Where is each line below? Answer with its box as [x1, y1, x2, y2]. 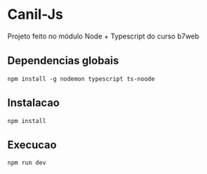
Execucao [7, 138, 57, 151]
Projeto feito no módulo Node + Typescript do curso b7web [7, 31, 200, 41]
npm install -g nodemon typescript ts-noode [7, 74, 155, 83]
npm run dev [7, 159, 46, 167]
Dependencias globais [7, 54, 119, 67]
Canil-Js [7, 5, 64, 24]
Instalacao [7, 96, 60, 110]
